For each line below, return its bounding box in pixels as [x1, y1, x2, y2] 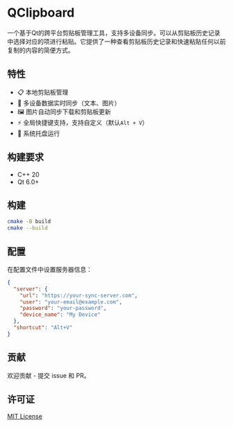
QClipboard [7, 5, 75, 21]
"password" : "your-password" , [19, 305, 107, 312]
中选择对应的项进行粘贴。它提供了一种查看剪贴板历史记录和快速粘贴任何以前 [7, 37, 226, 46]
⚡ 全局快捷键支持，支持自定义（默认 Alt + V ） [17, 118, 148, 126]
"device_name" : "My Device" [19, 311, 101, 318]
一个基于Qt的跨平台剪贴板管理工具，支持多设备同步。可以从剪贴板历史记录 [7, 28, 221, 37]
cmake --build [7, 225, 49, 232]
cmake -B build [7, 218, 51, 225]
